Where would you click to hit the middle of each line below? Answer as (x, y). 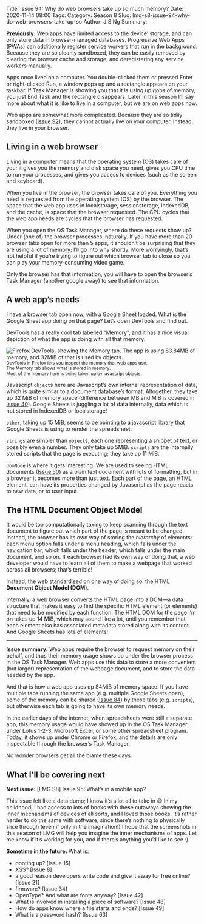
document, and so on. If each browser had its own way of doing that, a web (101, 557)
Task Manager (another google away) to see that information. (83, 280)
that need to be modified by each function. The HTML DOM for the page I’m (101, 613)
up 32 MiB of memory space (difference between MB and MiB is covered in (100, 397)
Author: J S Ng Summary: (115, 22)
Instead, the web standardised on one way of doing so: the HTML (88, 581)
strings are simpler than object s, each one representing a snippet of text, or (102, 440)
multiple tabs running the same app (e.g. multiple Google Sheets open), (96, 693)
